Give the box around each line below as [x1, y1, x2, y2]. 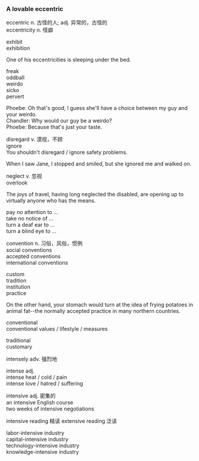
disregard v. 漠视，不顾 [6, 136, 63, 143]
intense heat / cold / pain [6, 374, 67, 381]
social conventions [6, 246, 52, 254]
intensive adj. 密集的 [6, 392, 56, 400]
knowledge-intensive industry [6, 449, 79, 456]
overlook [6, 179, 28, 186]
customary [6, 343, 33, 350]
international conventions [6, 259, 68, 266]
